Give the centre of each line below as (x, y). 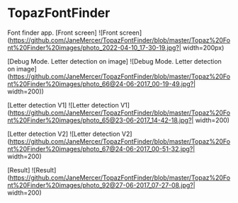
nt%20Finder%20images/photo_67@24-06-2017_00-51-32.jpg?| (101, 149)
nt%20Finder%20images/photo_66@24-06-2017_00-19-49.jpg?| (102, 83)
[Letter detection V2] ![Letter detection (64, 134)
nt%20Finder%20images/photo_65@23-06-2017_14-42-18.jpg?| (101, 120)
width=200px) (204, 47)
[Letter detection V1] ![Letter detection (63, 105)
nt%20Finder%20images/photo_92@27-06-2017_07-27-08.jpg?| (102, 185)
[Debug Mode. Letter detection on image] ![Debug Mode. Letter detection (114, 61)
